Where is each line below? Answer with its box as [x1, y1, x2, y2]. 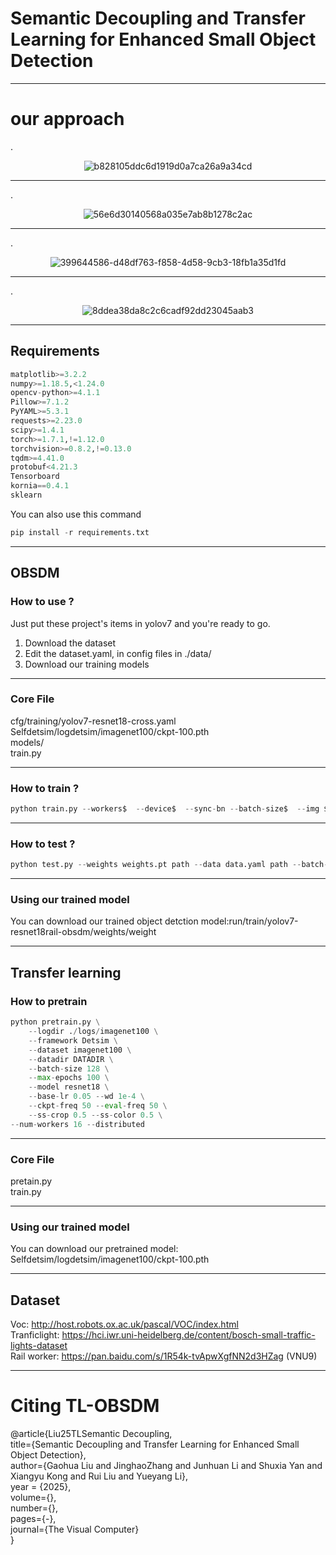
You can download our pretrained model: [10, 1243, 179, 1255]
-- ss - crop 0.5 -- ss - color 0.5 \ [28, 1110, 163, 1120]
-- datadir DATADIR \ [28, 1054, 114, 1064]
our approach [10, 108, 125, 131]
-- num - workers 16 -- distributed [10, 1119, 145, 1129]
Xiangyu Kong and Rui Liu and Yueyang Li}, [10, 1470, 189, 1482]
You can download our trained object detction [10, 915, 199, 927]
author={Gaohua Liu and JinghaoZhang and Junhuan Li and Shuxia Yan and [10, 1459, 323, 1471]
